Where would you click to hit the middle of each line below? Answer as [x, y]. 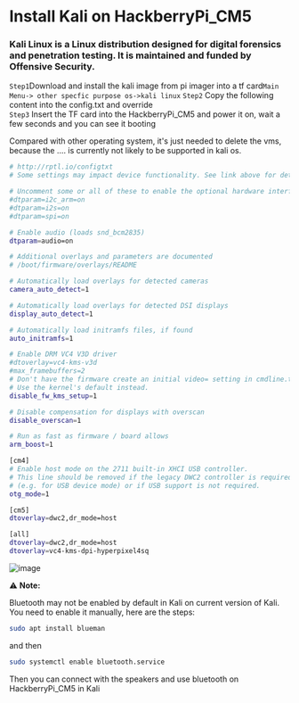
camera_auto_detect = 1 [49, 290]
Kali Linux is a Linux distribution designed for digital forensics [145, 45]
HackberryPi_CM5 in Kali [55, 688]
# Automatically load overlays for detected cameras [109, 281]
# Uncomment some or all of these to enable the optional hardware [137, 192]
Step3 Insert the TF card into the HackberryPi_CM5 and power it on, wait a [145, 114]
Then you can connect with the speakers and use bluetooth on [124, 679]
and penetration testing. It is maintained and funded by [130, 55]
